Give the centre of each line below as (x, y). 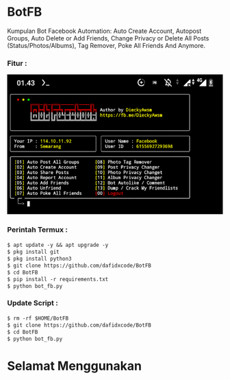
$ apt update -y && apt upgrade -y (58, 245)
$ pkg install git (33, 252)
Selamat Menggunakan (75, 366)
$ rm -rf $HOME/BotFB (38, 318)
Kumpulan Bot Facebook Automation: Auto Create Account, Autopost (104, 31)
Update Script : (33, 303)
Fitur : (17, 63)
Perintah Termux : (38, 230)
